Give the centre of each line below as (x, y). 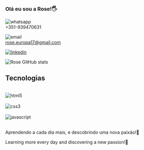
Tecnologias (25, 78)
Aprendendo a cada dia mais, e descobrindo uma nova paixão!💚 (72, 132)
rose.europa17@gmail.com (33, 43)
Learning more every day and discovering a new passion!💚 (67, 142)
